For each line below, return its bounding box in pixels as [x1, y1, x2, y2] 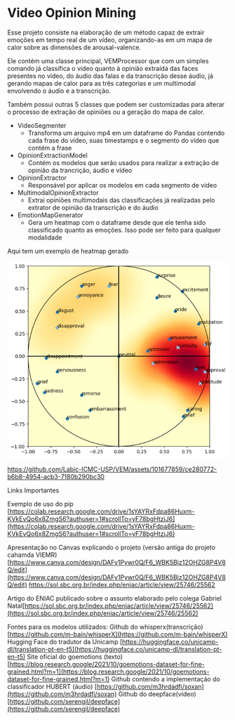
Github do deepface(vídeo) [118, 690, 196, 698]
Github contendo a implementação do [111, 675, 221, 683]
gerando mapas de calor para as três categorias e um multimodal [7, 79, 196, 87]
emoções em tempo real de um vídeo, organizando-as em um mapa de [7, 35, 213, 44]
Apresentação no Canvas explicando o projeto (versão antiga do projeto [7, 543, 216, 552]
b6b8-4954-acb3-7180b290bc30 [7, 473, 105, 481]
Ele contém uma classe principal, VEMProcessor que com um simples [7, 56, 209, 65]
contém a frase [27, 143, 72, 152]
